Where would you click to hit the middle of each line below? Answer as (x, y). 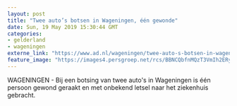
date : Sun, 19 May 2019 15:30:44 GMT (63, 27)
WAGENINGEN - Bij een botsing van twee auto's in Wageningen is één (109, 80)
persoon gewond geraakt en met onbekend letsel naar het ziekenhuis (108, 87)
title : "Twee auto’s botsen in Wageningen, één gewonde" (93, 20)
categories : (25, 34)
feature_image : (30, 60)
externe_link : (28, 54)
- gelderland (26, 40)
